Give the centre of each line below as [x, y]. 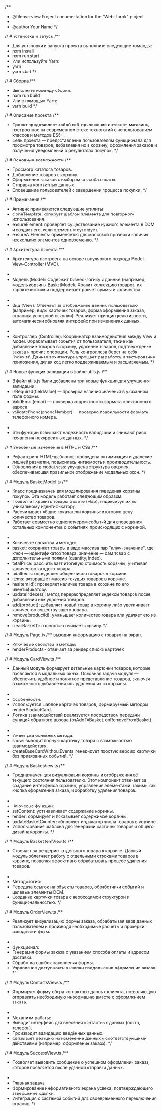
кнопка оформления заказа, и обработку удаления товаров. [74, 790]
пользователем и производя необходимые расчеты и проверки [78, 926]
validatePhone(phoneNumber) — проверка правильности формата [80, 412]
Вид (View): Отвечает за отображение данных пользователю [75, 305]
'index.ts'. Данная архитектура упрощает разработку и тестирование [84, 357]
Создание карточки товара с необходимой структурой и [71, 897]
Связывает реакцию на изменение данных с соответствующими [79, 1038]
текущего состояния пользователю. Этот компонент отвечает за [79, 780]
